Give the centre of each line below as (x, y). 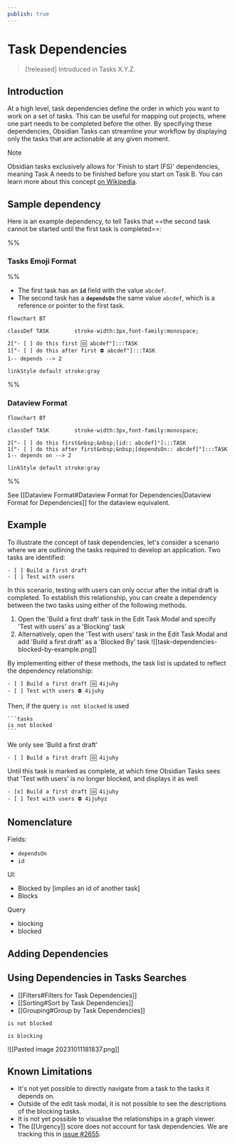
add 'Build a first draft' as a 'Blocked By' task (84, 641)
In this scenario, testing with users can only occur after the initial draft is (113, 590)
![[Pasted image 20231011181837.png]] (63, 1049)
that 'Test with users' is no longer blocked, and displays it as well (103, 778)
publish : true (28, 14)
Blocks (27, 896)
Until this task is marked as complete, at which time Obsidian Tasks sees (114, 770)
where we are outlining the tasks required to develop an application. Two (114, 549)
